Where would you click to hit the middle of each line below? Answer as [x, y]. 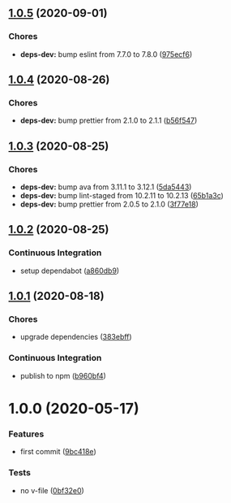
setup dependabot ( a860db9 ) [70, 271]
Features [26, 434]
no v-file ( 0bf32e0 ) [52, 490]
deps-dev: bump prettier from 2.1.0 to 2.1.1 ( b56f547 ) [109, 120]
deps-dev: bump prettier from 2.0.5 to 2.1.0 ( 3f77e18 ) [109, 204]
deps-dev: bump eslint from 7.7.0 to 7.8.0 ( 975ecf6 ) [106, 54]
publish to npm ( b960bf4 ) [63, 375]
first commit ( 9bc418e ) [58, 452]
